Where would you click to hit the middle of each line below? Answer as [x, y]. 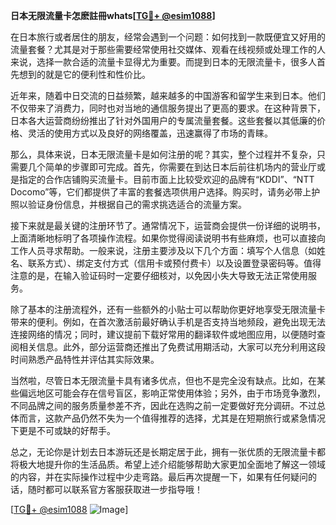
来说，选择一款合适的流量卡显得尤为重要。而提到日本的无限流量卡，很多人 [163, 62]
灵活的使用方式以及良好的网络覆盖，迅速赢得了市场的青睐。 [150, 133]
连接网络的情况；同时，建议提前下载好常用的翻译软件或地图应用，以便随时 [163, 334]
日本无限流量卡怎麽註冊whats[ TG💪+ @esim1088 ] [113, 15]
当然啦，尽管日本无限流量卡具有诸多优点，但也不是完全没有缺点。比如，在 [163, 380]
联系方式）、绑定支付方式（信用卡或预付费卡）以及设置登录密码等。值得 [174, 263]
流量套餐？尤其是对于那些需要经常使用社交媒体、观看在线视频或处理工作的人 [168, 49]
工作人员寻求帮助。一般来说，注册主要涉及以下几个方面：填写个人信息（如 [163, 250]
